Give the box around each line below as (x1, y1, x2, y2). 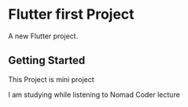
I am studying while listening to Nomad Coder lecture (8, 90, 181, 99)
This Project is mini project (8, 74, 94, 84)
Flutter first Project (8, 5, 135, 23)
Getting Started (8, 54, 86, 67)
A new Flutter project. (8, 31, 79, 41)
